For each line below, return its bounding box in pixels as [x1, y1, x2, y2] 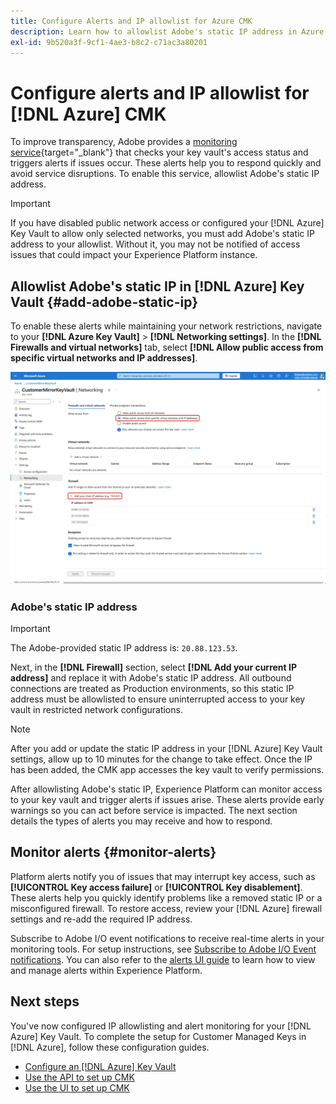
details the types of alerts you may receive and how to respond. [10, 815, 273, 827]
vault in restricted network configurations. [10, 704, 183, 716]
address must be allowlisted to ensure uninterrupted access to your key [10, 693, 306, 705]
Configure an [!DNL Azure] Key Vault [24, 1060, 177, 1072]
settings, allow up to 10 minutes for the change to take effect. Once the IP [10, 753, 313, 765]
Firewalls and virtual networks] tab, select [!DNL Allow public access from [10, 341, 324, 354]
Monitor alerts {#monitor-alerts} [10, 844, 217, 861]
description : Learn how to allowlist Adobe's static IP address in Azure [10, 26, 325, 37]
